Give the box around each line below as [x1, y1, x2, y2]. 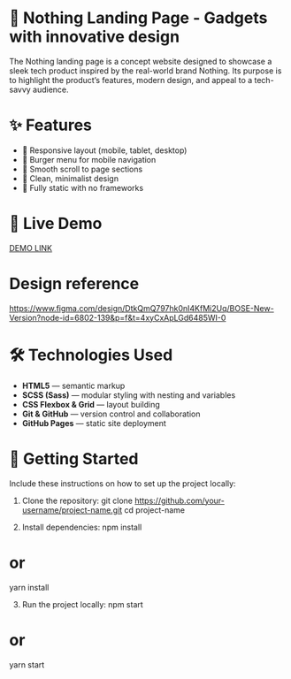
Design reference [9, 274, 140, 294]
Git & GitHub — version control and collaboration [21, 408, 201, 419]
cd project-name [124, 504, 186, 515]
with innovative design [9, 27, 180, 47]
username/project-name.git [21, 504, 123, 515]
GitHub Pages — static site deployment [21, 417, 166, 428]
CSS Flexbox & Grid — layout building [21, 399, 161, 409]
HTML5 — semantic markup [21, 380, 126, 391]
